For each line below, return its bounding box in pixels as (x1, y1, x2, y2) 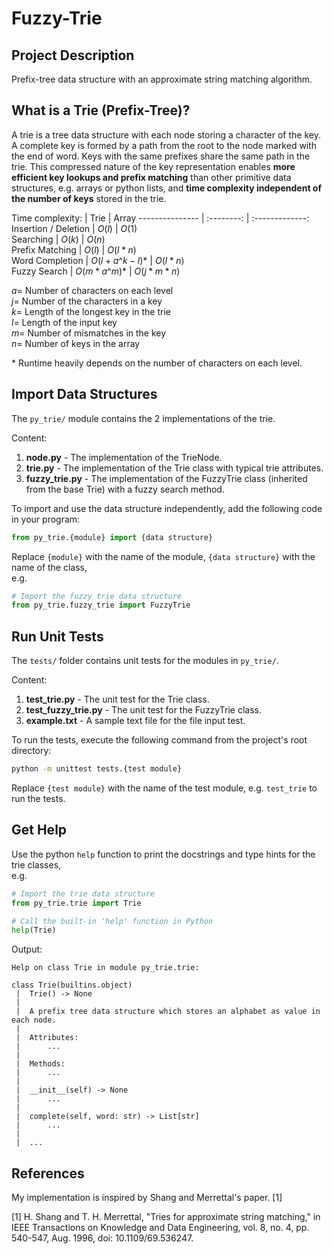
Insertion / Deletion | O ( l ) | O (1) (11, 222, 138, 234)
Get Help (11, 822, 68, 839)
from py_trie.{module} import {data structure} (11, 532, 214, 542)
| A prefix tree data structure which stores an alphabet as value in (15, 1007, 321, 1017)
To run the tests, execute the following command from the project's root (11, 734, 308, 746)
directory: (11, 745, 52, 757)
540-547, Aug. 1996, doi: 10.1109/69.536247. (11, 1232, 194, 1244)
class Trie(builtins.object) (11, 980, 133, 991)
